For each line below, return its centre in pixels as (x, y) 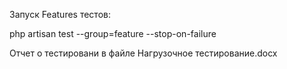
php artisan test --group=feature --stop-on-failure (113, 33)
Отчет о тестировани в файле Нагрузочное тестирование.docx (143, 53)
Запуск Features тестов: (60, 14)
